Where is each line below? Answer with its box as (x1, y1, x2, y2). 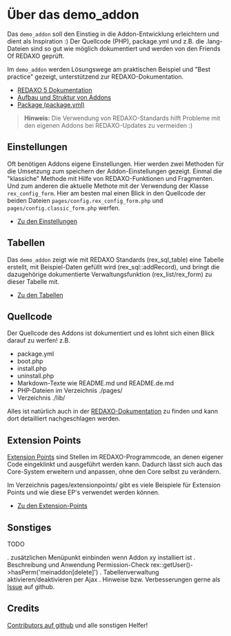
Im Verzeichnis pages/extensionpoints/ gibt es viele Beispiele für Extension (7, 481, 221, 490)
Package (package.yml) (17, 100, 85, 108)
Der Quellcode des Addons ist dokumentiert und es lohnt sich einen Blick (7, 329, 215, 338)
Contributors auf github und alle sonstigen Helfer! (7, 621, 148, 629)
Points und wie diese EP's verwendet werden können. (7, 488, 160, 497)
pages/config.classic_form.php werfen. (7, 204, 121, 212)
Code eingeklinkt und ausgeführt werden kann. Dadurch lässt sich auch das (7, 460, 223, 469)
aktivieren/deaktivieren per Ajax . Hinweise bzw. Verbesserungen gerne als (7, 575, 221, 584)
